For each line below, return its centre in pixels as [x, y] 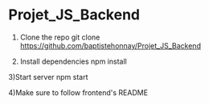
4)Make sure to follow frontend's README [78, 92]
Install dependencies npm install [73, 61]
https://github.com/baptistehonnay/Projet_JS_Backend [110, 45]
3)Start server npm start [48, 77]
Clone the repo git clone [60, 37]
